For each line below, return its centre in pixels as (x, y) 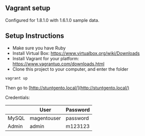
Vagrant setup (28, 8)
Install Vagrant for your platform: (46, 58)
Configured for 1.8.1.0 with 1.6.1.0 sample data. (52, 20)
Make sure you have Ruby (39, 48)
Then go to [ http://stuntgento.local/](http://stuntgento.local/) (67, 88)
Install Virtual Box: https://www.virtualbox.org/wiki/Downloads (76, 53)
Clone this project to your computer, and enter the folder (70, 69)
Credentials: (18, 97)
